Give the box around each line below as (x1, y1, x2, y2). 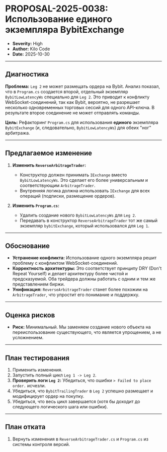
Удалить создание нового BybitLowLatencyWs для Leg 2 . (19, 212, 137, 218)
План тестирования (5, 354, 70, 362)
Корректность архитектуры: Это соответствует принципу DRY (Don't (12, 265, 162, 271)
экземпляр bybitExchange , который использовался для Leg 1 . (19, 223, 150, 228)
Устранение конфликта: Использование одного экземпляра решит (12, 255, 157, 261)
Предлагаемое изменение (5, 149, 92, 157)
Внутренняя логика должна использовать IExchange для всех (19, 187, 150, 194)
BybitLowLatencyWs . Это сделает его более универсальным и (19, 177, 148, 183)
